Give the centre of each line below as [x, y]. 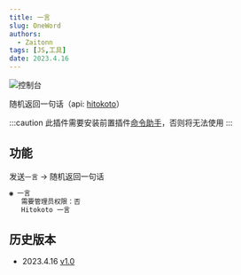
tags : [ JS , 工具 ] [38, 51]
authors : [25, 34]
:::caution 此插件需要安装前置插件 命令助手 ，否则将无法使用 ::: [121, 122]
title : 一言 [30, 17]
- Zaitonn [35, 42]
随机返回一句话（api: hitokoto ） [66, 104]
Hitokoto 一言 [46, 209]
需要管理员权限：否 [51, 201]
